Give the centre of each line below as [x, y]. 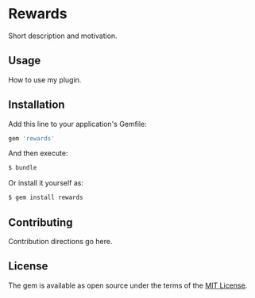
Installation [37, 105]
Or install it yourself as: [46, 183]
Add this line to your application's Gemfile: [77, 124]
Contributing [41, 222]
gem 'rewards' [32, 138]
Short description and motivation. [63, 36]
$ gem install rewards [46, 198]
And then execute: [38, 153]
